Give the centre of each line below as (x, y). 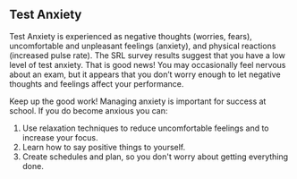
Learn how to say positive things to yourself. (104, 147)
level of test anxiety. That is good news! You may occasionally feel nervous (148, 64)
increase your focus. (60, 137)
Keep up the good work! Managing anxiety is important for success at (138, 101)
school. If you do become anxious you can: (89, 110)
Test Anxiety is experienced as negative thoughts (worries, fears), (131, 36)
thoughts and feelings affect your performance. (97, 83)
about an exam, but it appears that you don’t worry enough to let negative (145, 74)
